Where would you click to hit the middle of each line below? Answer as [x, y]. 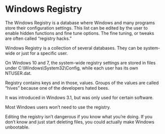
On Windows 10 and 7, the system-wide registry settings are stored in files [81, 63]
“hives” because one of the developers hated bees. [57, 88]
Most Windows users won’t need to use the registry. [58, 107]
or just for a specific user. [42, 53]
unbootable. [17, 127]
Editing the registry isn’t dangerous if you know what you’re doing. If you [79, 116]
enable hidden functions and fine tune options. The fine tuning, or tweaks [80, 33]
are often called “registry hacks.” [38, 38]
